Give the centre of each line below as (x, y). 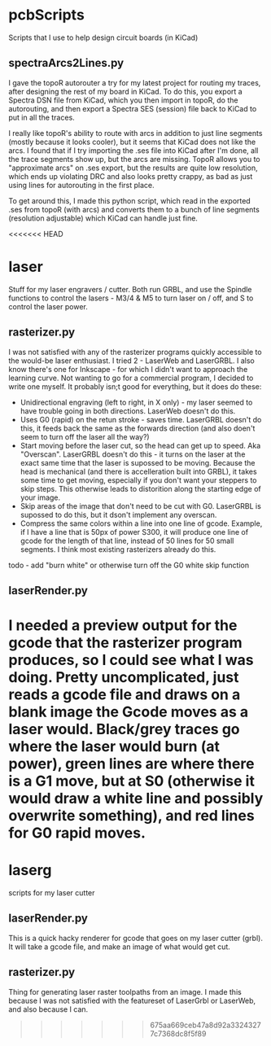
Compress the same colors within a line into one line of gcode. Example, (141, 523)
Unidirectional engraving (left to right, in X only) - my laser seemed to (136, 402)
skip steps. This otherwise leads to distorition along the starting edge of (141, 488)
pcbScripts (47, 15)
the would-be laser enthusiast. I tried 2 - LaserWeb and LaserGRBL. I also (131, 361)
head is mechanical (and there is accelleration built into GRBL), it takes (139, 471)
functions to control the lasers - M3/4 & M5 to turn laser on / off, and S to (131, 298)
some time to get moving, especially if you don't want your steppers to (138, 480)
